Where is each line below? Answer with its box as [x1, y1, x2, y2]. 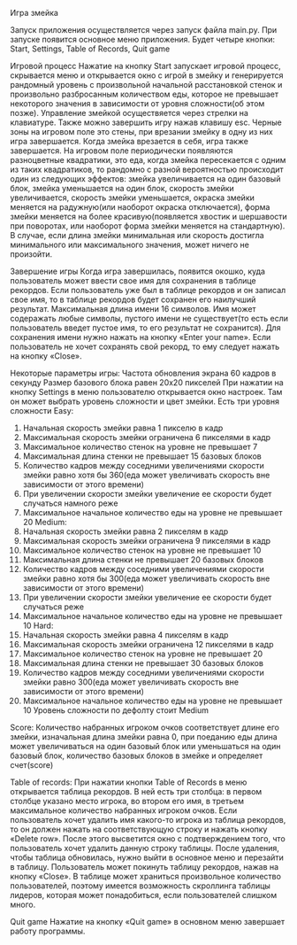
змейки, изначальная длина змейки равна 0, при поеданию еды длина [10, 732, 278, 742]
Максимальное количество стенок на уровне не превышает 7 [22, 442, 258, 452]
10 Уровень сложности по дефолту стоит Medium [22, 705, 209, 716]
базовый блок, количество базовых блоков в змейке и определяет [10, 750, 263, 761]
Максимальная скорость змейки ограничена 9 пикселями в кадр [22, 536, 271, 546]
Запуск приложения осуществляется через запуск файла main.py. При [10, 25, 278, 35]
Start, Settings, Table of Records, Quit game [10, 43, 171, 54]
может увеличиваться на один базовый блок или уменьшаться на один [10, 741, 281, 751]
